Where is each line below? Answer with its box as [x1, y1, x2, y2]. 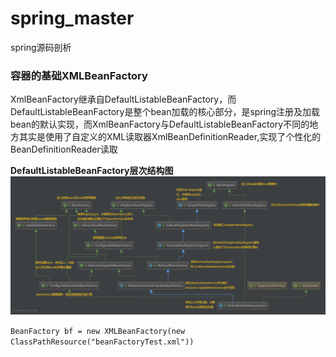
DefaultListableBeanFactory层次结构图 [10, 165, 174, 177]
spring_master [10, 7, 135, 30]
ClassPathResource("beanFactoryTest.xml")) [10, 337, 195, 347]
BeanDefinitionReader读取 [10, 143, 118, 156]
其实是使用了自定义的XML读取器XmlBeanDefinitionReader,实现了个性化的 [18, 131, 322, 143]
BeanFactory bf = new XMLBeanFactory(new [10, 326, 186, 336]
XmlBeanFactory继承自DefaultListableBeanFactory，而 [10, 93, 237, 106]
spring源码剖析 [10, 41, 72, 53]
